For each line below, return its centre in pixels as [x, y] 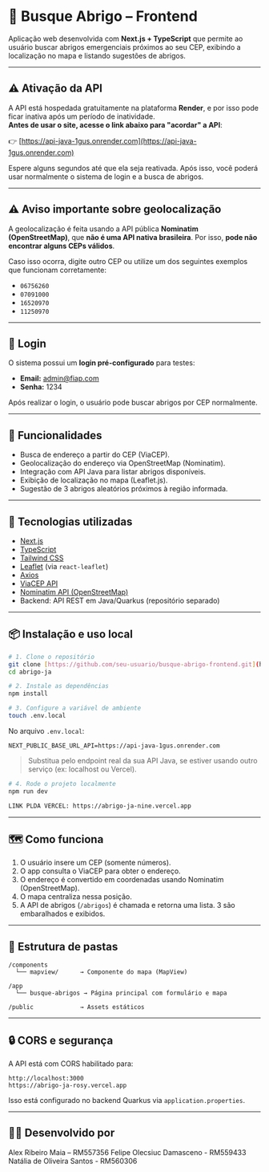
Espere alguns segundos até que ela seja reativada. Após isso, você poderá [133, 168]
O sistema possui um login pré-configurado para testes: [102, 363]
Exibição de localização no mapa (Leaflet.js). [94, 480]
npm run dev [28, 791]
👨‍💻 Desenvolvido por [62, 1133]
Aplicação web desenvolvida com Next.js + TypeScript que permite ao [126, 39]
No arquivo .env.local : [46, 730]
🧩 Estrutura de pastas [63, 946]
